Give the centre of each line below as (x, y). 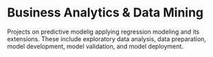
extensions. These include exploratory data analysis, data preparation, (106, 38)
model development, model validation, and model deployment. (96, 46)
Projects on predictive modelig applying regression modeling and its (103, 32)
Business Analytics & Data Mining (105, 13)
